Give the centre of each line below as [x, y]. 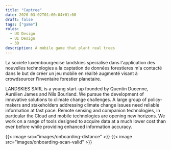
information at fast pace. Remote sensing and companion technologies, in [83, 110]
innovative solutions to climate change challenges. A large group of [76, 99]
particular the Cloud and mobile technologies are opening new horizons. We [85, 116]
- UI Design [23, 39]
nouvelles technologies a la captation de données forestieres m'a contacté [84, 68]
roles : [12, 29]
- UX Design [23, 34]
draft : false [19, 19]
